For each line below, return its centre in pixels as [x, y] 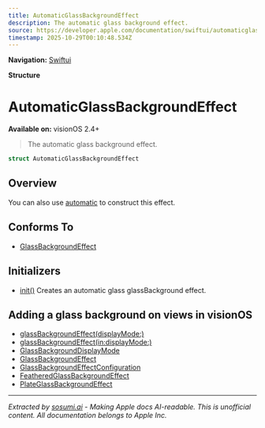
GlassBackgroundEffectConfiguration [80, 367]
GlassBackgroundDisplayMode [70, 351]
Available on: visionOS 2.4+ [54, 129]
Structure [24, 75]
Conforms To [41, 227]
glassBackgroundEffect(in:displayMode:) [86, 342]
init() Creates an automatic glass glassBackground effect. [113, 290]
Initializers [35, 271]
